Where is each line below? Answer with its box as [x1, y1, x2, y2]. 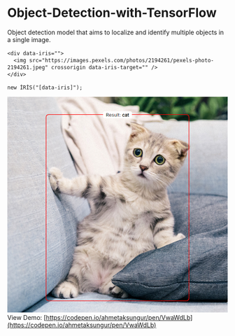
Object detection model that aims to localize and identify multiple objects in [7, 28, 225, 36]
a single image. [7, 35, 51, 43]
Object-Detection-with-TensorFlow [7, 5, 217, 21]
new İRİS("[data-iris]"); [7, 84, 83, 91]
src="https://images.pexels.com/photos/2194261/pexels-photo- [29, 57, 215, 64]
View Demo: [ [7, 314, 47, 322]
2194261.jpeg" [7, 64, 49, 71]
